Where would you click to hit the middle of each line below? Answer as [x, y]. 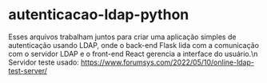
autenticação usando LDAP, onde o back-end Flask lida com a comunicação [134, 45]
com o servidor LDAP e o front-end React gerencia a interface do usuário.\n [133, 53]
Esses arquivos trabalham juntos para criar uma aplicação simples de [122, 37]
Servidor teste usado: [44, 62]
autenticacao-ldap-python [99, 15]
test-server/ [28, 70]
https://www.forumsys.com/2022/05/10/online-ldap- [167, 62]
